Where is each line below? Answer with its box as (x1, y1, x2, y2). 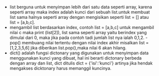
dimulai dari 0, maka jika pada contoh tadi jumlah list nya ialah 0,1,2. (9, 35, 144, 40)
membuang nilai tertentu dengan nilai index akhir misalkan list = (21, 40, 149, 45)
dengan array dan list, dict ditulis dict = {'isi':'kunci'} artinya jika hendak (9, 60, 153, 66)
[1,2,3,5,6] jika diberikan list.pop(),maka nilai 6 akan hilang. (9, 45, 127, 51)
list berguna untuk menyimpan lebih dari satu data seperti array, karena (9, 4, 152, 10)
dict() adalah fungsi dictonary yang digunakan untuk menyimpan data (9, 50, 149, 56)
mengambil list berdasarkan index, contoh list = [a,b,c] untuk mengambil (9, 25, 154, 30)
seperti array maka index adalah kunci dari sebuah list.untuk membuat (9, 9, 150, 15)
